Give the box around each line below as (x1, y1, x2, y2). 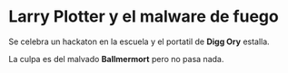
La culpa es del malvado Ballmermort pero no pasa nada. (8, 53, 224, 64)
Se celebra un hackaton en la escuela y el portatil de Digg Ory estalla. (8, 36, 270, 47)
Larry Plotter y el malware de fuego (8, 6, 279, 27)
